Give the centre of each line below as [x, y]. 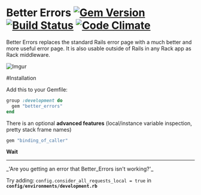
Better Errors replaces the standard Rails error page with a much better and [99, 42]
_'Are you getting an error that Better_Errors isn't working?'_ [80, 169]
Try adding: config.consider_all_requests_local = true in [79, 181]
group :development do [34, 100]
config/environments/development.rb [52, 186]
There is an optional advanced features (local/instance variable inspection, [99, 123]
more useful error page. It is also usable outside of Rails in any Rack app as [99, 48]
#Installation [22, 78]
